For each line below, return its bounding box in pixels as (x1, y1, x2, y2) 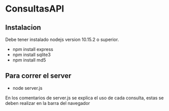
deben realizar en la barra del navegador (5, 100, 90, 106)
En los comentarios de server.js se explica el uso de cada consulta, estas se (5, 94, 164, 101)
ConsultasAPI (5, 3, 64, 15)
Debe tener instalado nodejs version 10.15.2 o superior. (5, 36, 119, 42)
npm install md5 (12, 57, 47, 63)
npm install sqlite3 (12, 51, 51, 58)
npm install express (12, 46, 54, 52)
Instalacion (5, 23, 41, 32)
